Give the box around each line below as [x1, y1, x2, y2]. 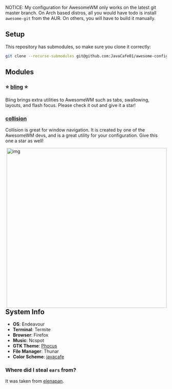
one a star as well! [5, 138, 44, 144]
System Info [5, 307, 45, 316]
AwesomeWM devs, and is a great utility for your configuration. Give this [5, 132, 158, 138]
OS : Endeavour [12, 321, 45, 327]
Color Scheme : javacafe [12, 354, 64, 360]
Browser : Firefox [12, 332, 49, 338]
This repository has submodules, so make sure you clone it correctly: [5, 44, 151, 50]
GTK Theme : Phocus [12, 343, 57, 349]
